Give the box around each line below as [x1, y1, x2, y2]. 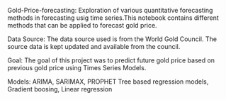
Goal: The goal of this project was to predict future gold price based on [7, 56, 215, 65]
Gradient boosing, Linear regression [7, 85, 113, 93]
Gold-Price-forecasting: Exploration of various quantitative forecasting [7, 6, 213, 14]
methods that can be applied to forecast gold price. [7, 21, 157, 29]
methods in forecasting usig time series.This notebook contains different [7, 13, 220, 22]
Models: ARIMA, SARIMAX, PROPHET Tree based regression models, [7, 77, 209, 86]
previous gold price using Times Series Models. [7, 64, 147, 72]
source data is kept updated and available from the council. [7, 43, 181, 50]
